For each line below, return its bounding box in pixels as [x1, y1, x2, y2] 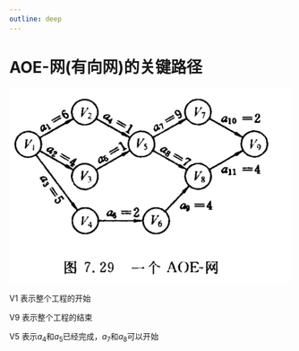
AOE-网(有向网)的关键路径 [9, 57, 203, 77]
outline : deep [9, 14, 63, 23]
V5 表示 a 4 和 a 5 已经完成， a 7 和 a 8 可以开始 [9, 331, 159, 345]
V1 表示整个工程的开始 [9, 293, 91, 304]
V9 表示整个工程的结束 [9, 312, 93, 323]
